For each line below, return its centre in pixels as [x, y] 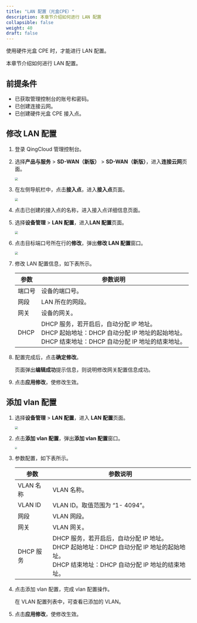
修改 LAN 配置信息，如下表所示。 [55, 263]
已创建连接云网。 [35, 106]
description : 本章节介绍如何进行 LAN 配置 [54, 17]
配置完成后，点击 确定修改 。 [48, 357]
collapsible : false [30, 22]
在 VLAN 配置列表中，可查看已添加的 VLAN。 [69, 601]
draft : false [22, 33]
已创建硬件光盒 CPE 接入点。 [50, 113]
